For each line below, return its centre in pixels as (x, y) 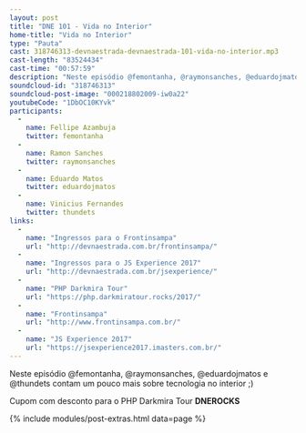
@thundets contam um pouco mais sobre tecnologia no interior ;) (132, 383)
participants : (36, 111)
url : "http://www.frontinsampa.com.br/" (103, 322)
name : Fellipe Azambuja (71, 128)
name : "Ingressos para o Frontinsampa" (102, 237)
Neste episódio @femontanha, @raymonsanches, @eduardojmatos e (139, 373)
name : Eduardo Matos (65, 178)
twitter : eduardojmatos (71, 187)
